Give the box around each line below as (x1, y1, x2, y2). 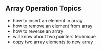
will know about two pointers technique (12, 33, 96, 39)
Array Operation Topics (5, 4, 82, 13)
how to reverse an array (12, 28, 64, 34)
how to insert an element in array (12, 17, 83, 23)
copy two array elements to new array (12, 39, 93, 45)
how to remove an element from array (12, 23, 93, 29)
